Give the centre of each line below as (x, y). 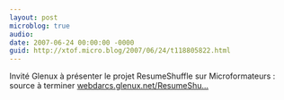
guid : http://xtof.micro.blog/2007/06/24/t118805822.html (120, 51)
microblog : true (40, 26)
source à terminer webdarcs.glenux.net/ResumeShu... (109, 86)
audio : (22, 34)
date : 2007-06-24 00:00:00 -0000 (72, 42)
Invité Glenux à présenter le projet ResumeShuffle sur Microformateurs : (142, 76)
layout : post (34, 17)
